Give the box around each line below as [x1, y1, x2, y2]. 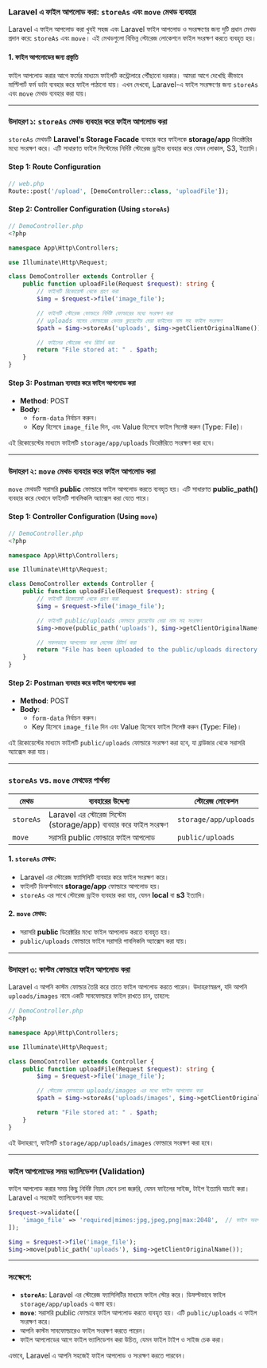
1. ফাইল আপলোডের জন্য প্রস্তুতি [8, 52, 79, 61]
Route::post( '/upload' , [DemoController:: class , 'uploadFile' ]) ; [8, 187, 229, 195]
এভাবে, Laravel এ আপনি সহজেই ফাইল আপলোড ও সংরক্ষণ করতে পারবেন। [8, 1350, 187, 1360]
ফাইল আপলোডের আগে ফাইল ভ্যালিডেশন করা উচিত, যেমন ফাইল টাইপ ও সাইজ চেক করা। [19, 1335, 225, 1344]
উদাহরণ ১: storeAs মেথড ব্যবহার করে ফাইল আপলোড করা [8, 116, 168, 128]
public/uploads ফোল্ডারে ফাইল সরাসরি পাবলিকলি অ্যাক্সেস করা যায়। [19, 936, 188, 945]
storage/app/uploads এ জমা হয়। [19, 1299, 118, 1308]
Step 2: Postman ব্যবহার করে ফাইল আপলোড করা [8, 678, 137, 687]
